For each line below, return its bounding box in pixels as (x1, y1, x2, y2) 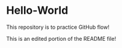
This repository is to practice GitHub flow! (6, 23, 110, 31)
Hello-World (6, 4, 69, 17)
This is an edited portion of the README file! (6, 35, 116, 42)
